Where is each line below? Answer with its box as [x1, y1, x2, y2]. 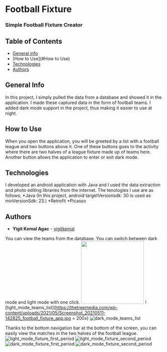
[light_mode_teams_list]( [5, 305, 56, 311]
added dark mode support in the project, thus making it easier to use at [5, 104, 152, 111]
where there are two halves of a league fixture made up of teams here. [5, 149, 151, 155]
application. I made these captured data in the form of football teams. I [5, 99, 151, 105]
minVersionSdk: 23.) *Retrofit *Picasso [5, 198, 86, 204]
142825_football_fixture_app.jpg [5, 315, 71, 321]
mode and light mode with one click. [5, 299, 80, 305]
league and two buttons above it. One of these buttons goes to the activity [5, 143, 159, 149]
